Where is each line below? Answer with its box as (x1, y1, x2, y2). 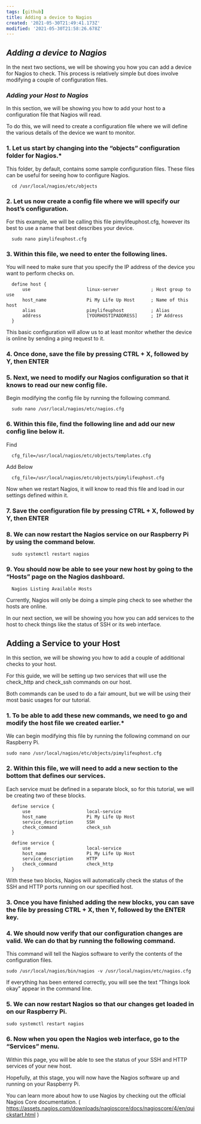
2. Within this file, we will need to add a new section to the (6, 764, 178, 772)
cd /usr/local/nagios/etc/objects (11, 183, 98, 189)
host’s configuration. (6, 204, 69, 213)
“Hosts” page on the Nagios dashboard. (6, 572, 125, 581)
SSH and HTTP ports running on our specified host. (6, 883, 133, 890)
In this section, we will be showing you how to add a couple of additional (6, 654, 185, 662)
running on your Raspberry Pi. (6, 1080, 81, 1087)
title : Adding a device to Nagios (6, 14, 93, 20)
